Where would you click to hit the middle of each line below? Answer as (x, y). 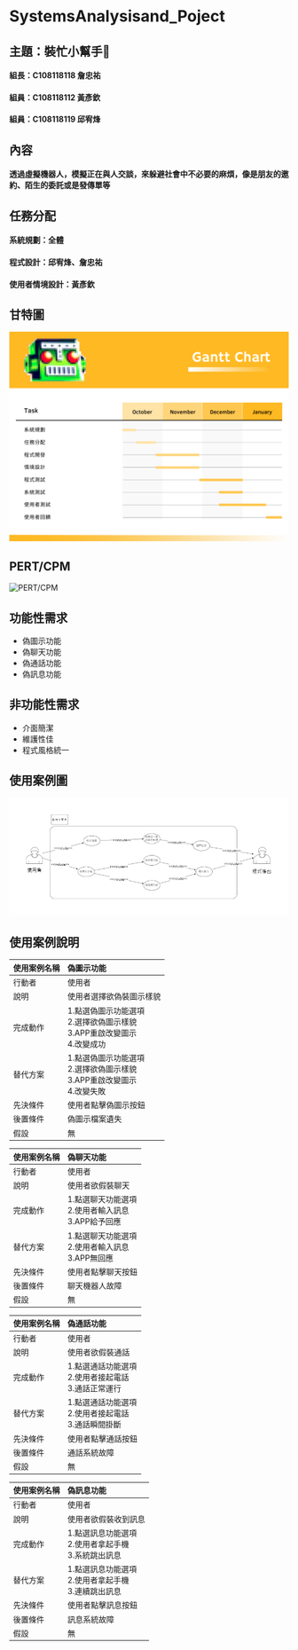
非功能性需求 (44, 705)
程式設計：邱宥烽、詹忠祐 (56, 262)
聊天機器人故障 (95, 1286)
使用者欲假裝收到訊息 (106, 1519)
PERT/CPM (40, 566)
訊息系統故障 (91, 1619)
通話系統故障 (91, 1452)
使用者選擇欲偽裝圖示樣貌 (114, 996)
